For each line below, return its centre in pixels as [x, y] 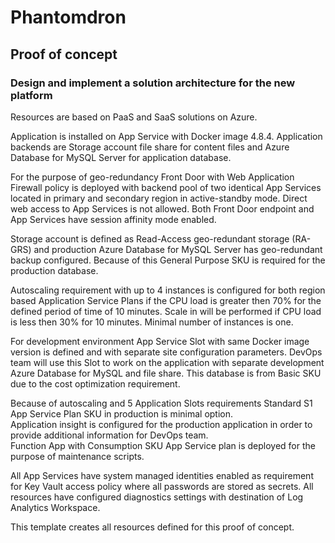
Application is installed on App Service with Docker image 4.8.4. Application [166, 136]
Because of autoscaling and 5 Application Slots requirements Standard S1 [161, 403]
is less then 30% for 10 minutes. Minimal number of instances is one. [152, 322]
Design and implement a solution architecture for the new [153, 83]
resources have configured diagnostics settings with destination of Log [157, 497]
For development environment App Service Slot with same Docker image [160, 341]
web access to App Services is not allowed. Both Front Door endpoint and [162, 208]
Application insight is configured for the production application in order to [161, 424]
